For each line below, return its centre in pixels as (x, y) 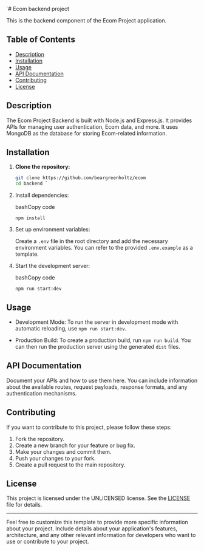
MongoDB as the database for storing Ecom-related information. (87, 133)
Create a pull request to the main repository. (70, 465)
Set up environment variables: (53, 230)
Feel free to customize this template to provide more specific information (97, 522)
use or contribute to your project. (48, 542)
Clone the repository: (42, 167)
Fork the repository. (40, 439)
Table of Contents (41, 40)
